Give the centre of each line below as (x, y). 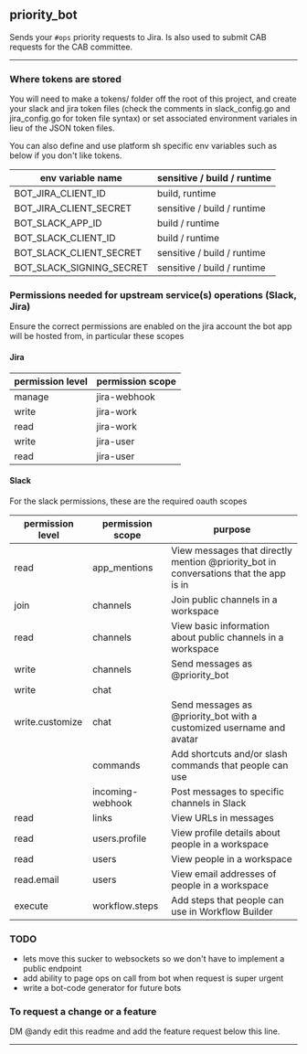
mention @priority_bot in (224, 561)
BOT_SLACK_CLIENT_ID (65, 239)
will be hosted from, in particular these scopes (97, 336)
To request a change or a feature (83, 1012)
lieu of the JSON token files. (62, 128)
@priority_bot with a (214, 716)
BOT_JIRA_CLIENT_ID (60, 194)
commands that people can (230, 765)
